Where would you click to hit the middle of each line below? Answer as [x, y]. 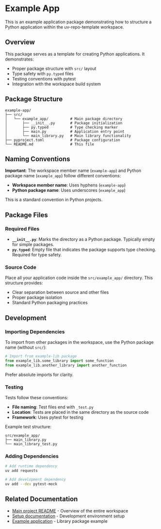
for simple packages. [33, 245]
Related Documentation [41, 499]
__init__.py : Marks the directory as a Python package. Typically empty [83, 239]
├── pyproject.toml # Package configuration [63, 140]
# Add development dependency [36, 480]
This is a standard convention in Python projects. [54, 200]
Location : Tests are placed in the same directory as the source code [80, 412]
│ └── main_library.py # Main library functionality [68, 136]
